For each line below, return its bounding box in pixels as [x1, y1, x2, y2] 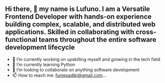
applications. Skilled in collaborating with [5, 28, 134, 36]
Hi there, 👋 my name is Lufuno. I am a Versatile [5, 5, 150, 13]
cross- [135, 28, 157, 36]
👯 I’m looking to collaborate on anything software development [12, 67, 139, 73]
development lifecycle [5, 43, 75, 52]
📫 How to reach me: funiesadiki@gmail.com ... [12, 72, 107, 78]
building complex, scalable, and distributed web [5, 20, 156, 28]
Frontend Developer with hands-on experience [5, 13, 152, 21]
